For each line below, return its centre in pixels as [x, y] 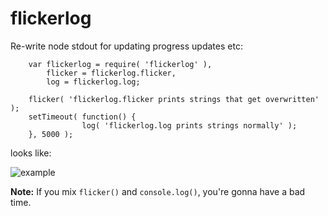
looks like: [31, 153]
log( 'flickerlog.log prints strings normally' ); [189, 125]
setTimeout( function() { [82, 117]
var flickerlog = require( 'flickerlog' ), [120, 64]
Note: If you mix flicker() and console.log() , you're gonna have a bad [158, 191]
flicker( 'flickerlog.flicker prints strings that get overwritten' [174, 99]
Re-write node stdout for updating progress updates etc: [126, 46]
